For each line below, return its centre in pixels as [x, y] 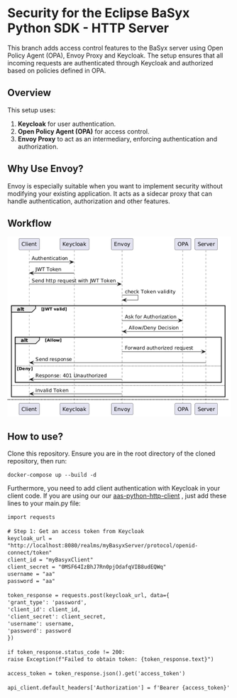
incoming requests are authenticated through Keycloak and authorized [110, 63]
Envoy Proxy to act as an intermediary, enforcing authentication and [117, 139]
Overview [29, 93]
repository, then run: [37, 461]
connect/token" [30, 553]
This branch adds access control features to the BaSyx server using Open [115, 48]
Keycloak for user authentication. [66, 124]
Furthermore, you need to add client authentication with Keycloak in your [114, 488]
